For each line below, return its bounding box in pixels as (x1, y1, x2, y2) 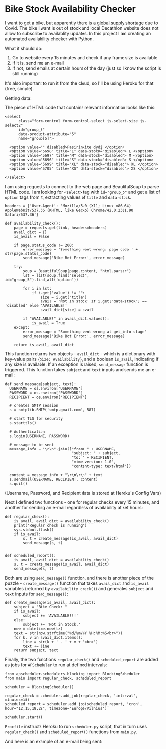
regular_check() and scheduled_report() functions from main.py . (5, 729, 137, 735)
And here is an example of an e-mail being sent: (5, 738, 103, 744)
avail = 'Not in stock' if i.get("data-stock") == (40, 299, 147, 304)
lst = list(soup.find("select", (23, 273, 90, 278)
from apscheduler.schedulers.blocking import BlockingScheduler (5, 671, 140, 676)
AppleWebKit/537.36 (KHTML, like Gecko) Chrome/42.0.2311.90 (5, 208, 134, 213)
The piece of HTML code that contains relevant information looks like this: (5, 104, 156, 110)
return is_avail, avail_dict (14, 342, 74, 347)
